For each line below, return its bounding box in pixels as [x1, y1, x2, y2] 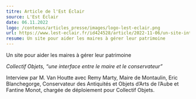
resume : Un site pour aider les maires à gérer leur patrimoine [6, 36, 166, 41]
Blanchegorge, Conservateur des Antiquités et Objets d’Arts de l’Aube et [6, 80, 179, 87]
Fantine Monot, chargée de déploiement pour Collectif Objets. [6, 87, 155, 93]
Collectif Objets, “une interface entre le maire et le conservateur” [6, 63, 163, 70]
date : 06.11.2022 [6, 19, 48, 25]
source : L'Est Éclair [6, 14, 59, 20]
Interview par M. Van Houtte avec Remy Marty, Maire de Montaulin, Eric [6, 74, 178, 81]
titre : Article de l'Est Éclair [6, 8, 85, 15]
